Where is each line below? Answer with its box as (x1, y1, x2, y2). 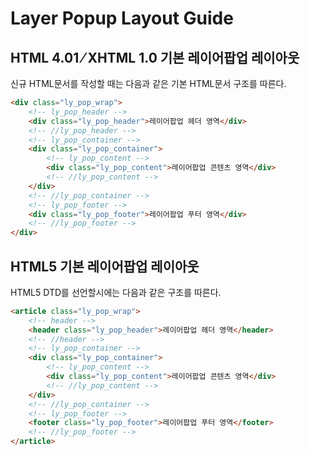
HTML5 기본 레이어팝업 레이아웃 (10, 258, 200, 275)
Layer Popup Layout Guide (10, 7, 234, 30)
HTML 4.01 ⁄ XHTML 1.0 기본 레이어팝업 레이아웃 (10, 49, 300, 66)
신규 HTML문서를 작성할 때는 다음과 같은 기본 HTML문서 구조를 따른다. (10, 78, 287, 89)
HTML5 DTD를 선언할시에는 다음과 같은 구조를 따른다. (10, 286, 222, 298)
